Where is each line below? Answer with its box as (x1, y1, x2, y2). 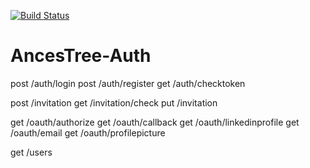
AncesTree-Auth (10, 45, 152, 67)
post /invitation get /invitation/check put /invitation (10, 96, 218, 109)
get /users (10, 146, 53, 158)
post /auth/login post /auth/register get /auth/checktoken (10, 77, 246, 89)
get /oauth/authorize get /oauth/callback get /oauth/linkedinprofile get (10, 116, 300, 128)
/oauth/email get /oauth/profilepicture (10, 126, 166, 139)
